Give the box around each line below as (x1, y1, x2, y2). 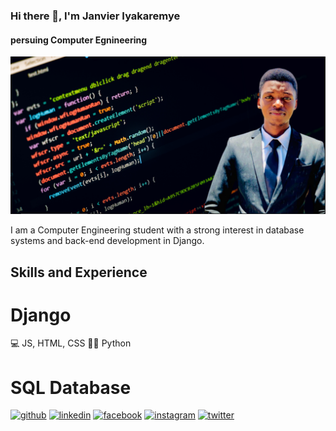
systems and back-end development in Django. (10, 235, 205, 247)
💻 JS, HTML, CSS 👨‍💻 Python (10, 337, 132, 349)
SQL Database (10, 376, 132, 399)
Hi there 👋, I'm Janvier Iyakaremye (10, 9, 181, 23)
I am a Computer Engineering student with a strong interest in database (10, 224, 305, 236)
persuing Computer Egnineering (10, 34, 148, 46)
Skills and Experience (10, 264, 148, 281)
